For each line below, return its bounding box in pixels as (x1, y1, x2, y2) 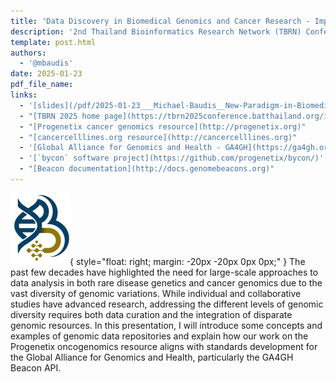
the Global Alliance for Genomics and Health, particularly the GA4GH (10, 351, 294, 363)
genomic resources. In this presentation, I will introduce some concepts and (10, 319, 323, 331)
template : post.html (10, 37, 97, 47)
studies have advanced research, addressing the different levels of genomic (10, 298, 324, 310)
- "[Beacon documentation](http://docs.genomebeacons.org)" (19, 164, 275, 174)
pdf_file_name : (10, 80, 74, 90)
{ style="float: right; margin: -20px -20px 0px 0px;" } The (69, 255, 306, 267)
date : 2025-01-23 (10, 69, 83, 79)
